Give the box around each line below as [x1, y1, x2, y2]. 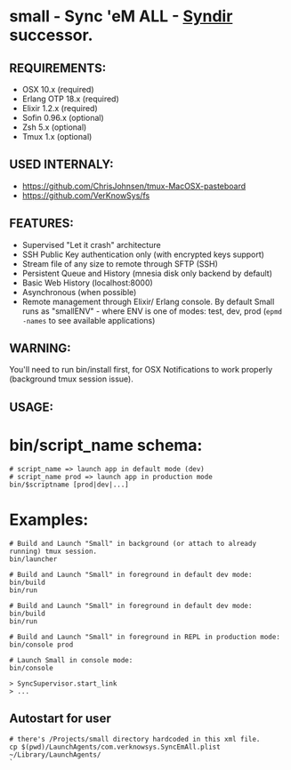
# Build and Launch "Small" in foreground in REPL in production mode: [9, 632, 280, 641]
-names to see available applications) [21, 315, 156, 325]
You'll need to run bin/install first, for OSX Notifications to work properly [9, 365, 273, 375]
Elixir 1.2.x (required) [21, 103, 98, 113]
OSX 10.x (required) [21, 84, 95, 94]
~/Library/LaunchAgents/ [9, 750, 101, 759]
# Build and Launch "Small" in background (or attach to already [9, 539, 256, 548]
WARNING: [9, 341, 71, 357]
